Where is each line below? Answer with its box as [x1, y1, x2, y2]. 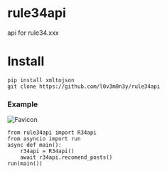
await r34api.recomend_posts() [20, 154, 113, 161]
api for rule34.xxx [7, 28, 59, 37]
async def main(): [7, 142, 62, 149]
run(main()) [7, 160, 43, 167]
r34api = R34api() [20, 147, 75, 155]
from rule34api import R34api [7, 129, 97, 136]
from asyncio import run [7, 135, 81, 143]
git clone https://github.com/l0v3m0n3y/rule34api [7, 83, 161, 90]
